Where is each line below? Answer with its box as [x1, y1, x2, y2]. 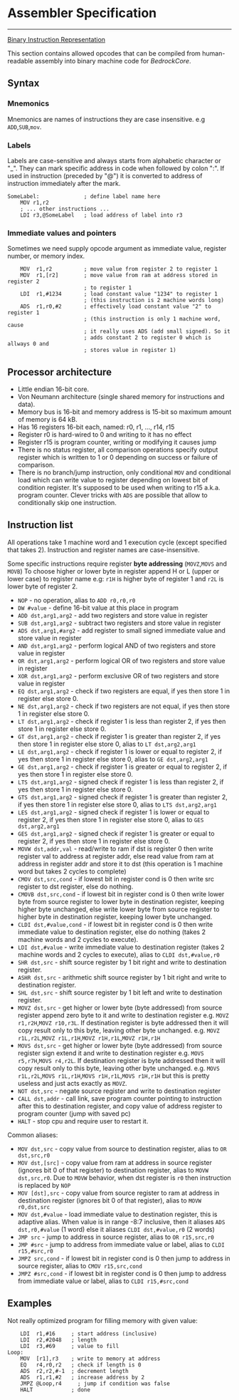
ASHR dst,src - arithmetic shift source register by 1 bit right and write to [17, 973, 227, 981]
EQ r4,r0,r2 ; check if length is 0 [20, 1361, 142, 1369]
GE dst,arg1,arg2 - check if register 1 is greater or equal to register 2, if [17, 762, 228, 771]
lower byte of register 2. [7, 582, 78, 591]
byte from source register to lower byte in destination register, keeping [17, 897, 225, 906]
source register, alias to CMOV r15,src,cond [17, 1261, 142, 1270]
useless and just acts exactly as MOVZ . [17, 1079, 127, 1087]
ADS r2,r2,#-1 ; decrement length [20, 1367, 129, 1374]
